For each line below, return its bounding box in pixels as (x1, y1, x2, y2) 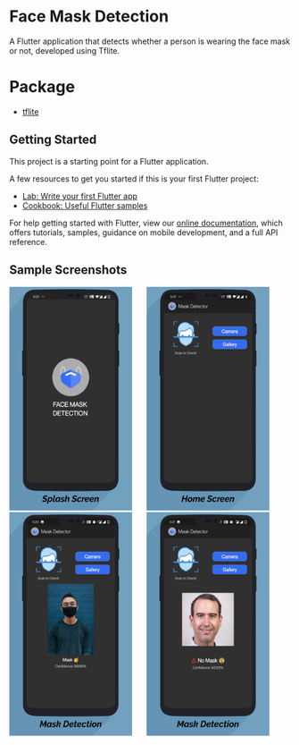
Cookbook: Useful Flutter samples (21, 199, 148, 211)
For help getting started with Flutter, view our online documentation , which (9, 217, 284, 228)
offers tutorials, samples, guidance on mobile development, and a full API (9, 226, 278, 238)
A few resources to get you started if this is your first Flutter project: (9, 173, 259, 184)
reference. (9, 236, 47, 247)
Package (9, 77, 76, 97)
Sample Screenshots (9, 262, 128, 278)
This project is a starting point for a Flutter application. (9, 156, 209, 166)
